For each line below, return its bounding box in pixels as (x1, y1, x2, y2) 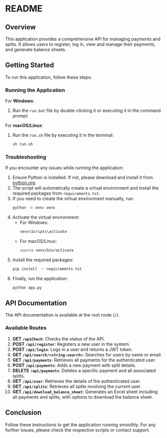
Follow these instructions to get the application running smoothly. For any (5, 422, 156, 428)
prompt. (12, 113, 29, 119)
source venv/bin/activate (19, 248, 74, 253)
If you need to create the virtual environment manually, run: (12, 196, 135, 202)
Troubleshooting (5, 153, 46, 160)
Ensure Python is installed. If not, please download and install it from (12, 175, 153, 181)
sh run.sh (12, 142, 33, 147)
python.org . (12, 180, 36, 186)
